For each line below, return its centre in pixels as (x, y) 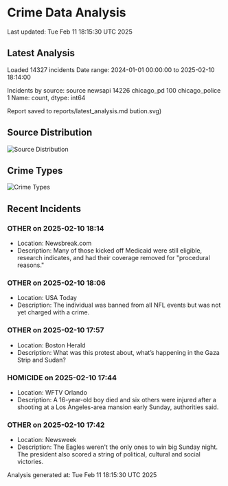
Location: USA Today (47, 298)
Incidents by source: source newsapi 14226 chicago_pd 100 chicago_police (114, 90)
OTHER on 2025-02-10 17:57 (56, 330)
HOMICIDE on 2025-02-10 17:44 (62, 378)
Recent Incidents (44, 208)
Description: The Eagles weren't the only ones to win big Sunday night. (117, 447)
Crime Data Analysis (67, 13)
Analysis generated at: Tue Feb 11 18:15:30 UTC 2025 (82, 475)
